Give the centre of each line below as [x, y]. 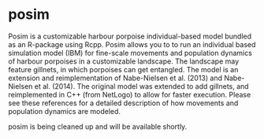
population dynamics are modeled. [64, 111]
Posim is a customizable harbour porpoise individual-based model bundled [130, 36]
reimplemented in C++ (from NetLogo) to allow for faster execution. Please [130, 94]
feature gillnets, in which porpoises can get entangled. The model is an [123, 69]
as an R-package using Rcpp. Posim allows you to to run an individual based [132, 44]
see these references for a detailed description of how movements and [123, 103]
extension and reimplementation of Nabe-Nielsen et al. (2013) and [115, 78]
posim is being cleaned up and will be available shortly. [98, 126]
